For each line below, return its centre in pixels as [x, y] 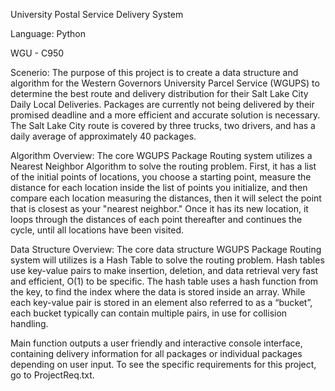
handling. [29, 323]
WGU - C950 [37, 53]
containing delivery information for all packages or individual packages [156, 353]
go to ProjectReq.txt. [52, 375]
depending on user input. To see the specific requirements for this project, [163, 364]
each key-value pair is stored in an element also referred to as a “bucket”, [161, 302]
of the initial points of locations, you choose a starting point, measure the [161, 177]
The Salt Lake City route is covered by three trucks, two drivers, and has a [163, 125]
